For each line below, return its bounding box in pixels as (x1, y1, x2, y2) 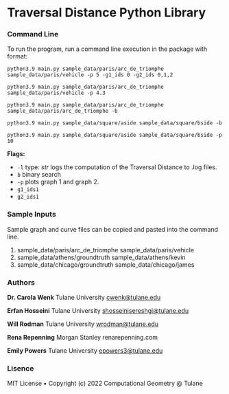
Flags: (7, 150, 25, 158)
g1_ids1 (16, 186, 39, 193)
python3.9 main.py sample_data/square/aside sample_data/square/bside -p (7, 132, 223, 139)
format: (7, 52, 28, 61)
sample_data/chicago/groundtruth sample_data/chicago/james (16, 260, 195, 269)
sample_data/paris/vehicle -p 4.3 (7, 89, 106, 97)
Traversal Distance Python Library (7, 5, 206, 21)
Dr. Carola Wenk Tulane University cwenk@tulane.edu (7, 294, 161, 302)
